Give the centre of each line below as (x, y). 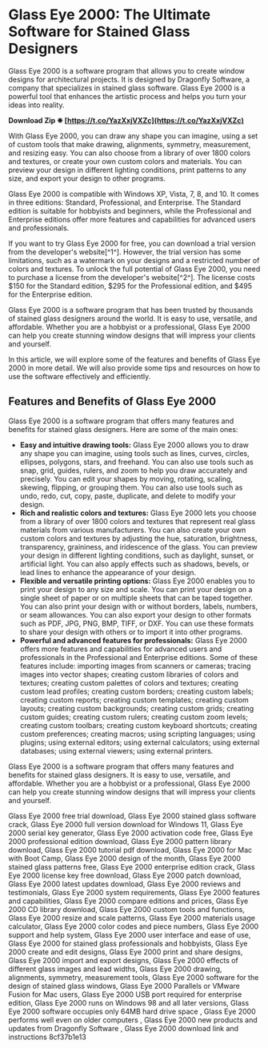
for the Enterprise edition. (50, 294)
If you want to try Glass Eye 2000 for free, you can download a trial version (132, 243)
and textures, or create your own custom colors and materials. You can (125, 161)
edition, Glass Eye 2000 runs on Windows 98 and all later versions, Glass (129, 1002)
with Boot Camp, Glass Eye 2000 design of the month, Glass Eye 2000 (125, 858)
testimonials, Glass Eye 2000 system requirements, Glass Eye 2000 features (134, 892)
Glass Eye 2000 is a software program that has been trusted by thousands (131, 310)
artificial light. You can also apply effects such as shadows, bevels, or (134, 564)
